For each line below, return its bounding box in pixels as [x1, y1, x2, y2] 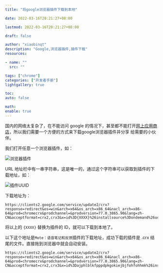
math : [5, 104, 16, 109]
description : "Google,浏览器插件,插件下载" [5, 47, 88, 51]
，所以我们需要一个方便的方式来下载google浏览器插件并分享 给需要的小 [9, 129, 152, 135]
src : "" [9, 64, 25, 69]
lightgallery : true [5, 82, 45, 87]
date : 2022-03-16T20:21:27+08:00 [5, 16, 73, 21]
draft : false [5, 34, 32, 38]
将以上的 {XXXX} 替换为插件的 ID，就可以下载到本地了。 [5, 224, 115, 230]
